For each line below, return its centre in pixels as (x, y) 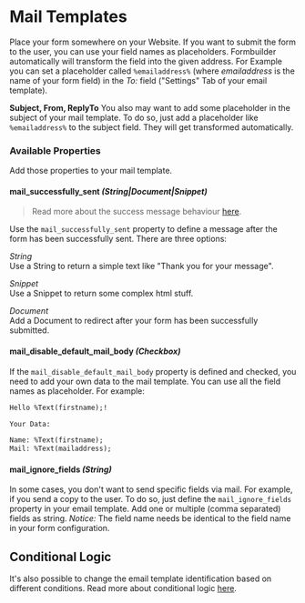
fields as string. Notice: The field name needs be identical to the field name (150, 518)
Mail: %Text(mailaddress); (61, 449)
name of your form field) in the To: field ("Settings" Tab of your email (138, 80)
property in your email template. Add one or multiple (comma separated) (145, 509)
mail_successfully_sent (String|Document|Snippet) (108, 191)
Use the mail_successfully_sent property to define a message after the (143, 229)
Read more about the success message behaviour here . (137, 212)
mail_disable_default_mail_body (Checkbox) (95, 351)
